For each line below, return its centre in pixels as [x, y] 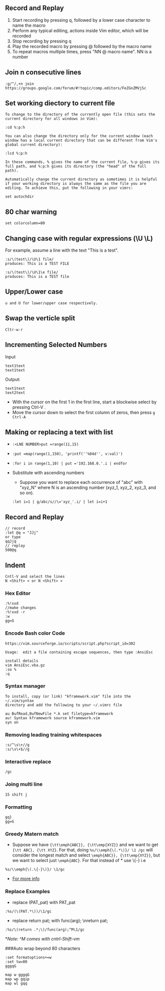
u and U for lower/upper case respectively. [51, 303]
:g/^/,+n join [20, 84]
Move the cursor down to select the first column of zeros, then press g [83, 412]
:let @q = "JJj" [22, 533]
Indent [15, 565]
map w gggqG [17, 975]
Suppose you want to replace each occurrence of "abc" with [81, 482]
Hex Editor [18, 593]
